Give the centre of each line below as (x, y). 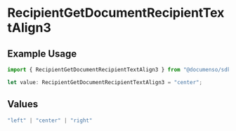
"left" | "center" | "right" (50, 120)
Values (23, 104)
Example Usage (42, 54)
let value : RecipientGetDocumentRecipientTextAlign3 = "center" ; (105, 82)
